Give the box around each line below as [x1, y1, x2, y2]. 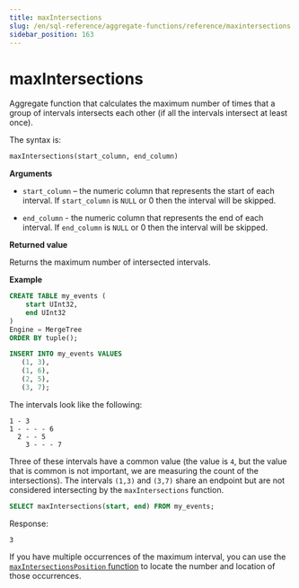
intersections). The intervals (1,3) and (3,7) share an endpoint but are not [9, 475, 286, 486]
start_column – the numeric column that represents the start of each [22, 186, 276, 197]
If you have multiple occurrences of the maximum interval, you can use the [9, 551, 286, 562]
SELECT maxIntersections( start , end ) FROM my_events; [9, 502, 215, 511]
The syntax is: [9, 135, 61, 145]
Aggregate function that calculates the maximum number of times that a [9, 98, 276, 109]
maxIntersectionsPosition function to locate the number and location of [9, 560, 276, 571]
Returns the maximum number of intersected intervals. [9, 257, 211, 268]
